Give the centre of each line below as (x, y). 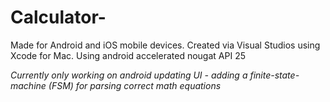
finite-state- (274, 75)
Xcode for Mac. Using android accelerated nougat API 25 (128, 55)
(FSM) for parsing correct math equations (135, 85)
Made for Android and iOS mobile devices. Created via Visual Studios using (165, 45)
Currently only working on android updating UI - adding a (129, 75)
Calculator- (58, 17)
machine (28, 85)
